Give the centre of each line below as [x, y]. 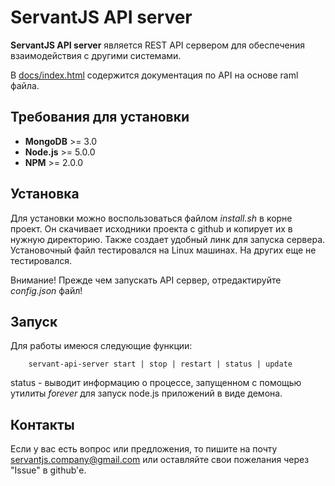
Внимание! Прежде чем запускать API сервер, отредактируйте [146, 280]
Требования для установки [100, 117]
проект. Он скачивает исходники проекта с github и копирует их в [151, 228]
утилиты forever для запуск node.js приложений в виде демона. [146, 393]
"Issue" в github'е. [48, 470]
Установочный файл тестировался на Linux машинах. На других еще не [163, 250]
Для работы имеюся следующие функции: [101, 346]
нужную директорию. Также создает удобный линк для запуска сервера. [168, 239]
